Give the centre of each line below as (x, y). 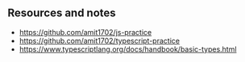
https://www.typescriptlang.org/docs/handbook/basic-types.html (128, 49)
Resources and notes (62, 13)
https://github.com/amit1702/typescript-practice (100, 41)
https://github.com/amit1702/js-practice (85, 32)
